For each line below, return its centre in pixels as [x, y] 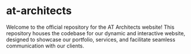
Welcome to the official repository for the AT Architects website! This [90, 27]
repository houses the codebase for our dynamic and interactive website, [96, 33]
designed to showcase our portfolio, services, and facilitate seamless [91, 39]
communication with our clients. [45, 46]
